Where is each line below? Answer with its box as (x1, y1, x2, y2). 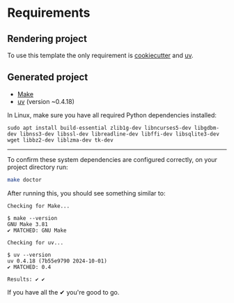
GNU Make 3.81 (7, 221, 49, 228)
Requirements (7, 5, 91, 21)
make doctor (7, 176, 42, 183)
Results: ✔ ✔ (7, 276, 45, 283)
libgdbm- (194, 124, 219, 131)
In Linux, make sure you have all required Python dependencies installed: (7, 110, 217, 119)
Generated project (7, 71, 88, 83)
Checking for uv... (7, 239, 64, 246)
